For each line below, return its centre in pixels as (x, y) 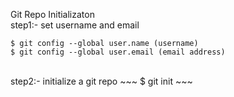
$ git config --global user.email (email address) (118, 52)
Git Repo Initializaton (52, 14)
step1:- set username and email (75, 25)
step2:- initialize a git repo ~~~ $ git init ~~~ (101, 81)
